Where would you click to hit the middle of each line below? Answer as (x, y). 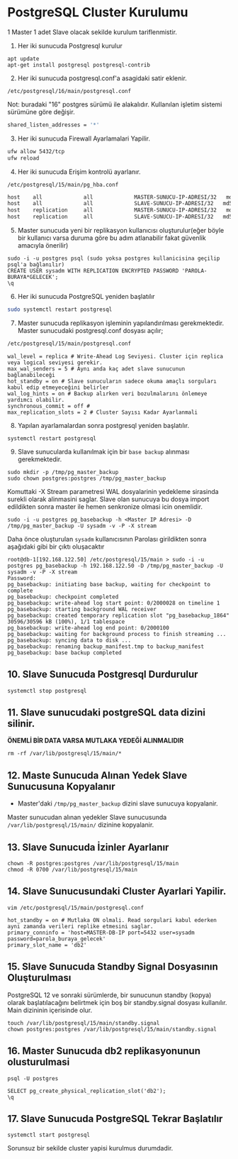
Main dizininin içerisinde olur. (50, 1010)
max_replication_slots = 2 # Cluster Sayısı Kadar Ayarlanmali (103, 412)
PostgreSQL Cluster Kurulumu (98, 12)
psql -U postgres (33, 1078)
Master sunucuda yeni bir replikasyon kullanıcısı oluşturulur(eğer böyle (121, 231)
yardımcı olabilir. (36, 400)
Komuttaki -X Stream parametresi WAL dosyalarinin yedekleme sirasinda (113, 491)
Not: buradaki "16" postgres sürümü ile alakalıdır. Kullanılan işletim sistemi (115, 104)
